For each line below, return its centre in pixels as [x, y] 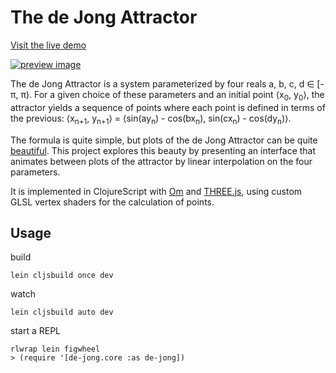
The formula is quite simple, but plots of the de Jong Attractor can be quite [164, 140]
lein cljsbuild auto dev [62, 312]
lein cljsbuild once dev [62, 276]
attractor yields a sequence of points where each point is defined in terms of [168, 107]
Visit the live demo [48, 45]
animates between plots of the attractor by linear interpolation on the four [161, 161]
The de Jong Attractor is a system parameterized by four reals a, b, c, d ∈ [162, 83]
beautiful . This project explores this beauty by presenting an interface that [163, 150]
